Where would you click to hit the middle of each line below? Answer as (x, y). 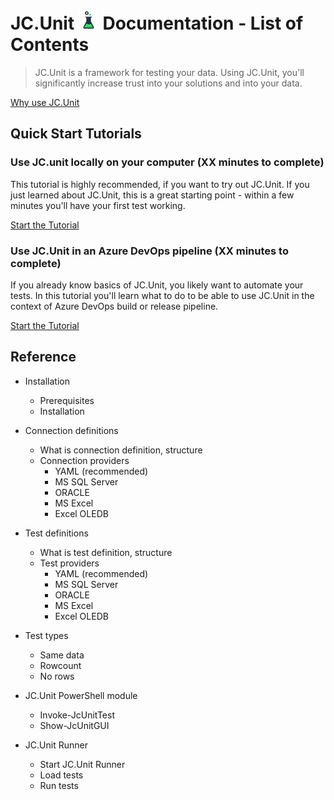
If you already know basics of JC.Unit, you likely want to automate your (157, 285)
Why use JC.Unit (45, 102)
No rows (57, 676)
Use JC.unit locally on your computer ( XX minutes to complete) (167, 162)
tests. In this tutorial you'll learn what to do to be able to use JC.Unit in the (162, 295)
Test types (46, 635)
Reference (43, 357)
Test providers (69, 563)
